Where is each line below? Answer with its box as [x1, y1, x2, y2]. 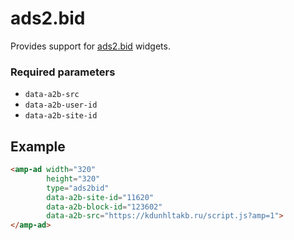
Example [10, 138, 66, 155]
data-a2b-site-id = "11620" [46, 192, 155, 202]
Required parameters [10, 65, 116, 79]
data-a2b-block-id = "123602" [46, 202, 163, 212]
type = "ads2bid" [46, 183, 110, 193]
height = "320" [46, 173, 101, 184]
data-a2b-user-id [24, 100, 98, 111]
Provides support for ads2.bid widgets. [10, 40, 171, 52]
